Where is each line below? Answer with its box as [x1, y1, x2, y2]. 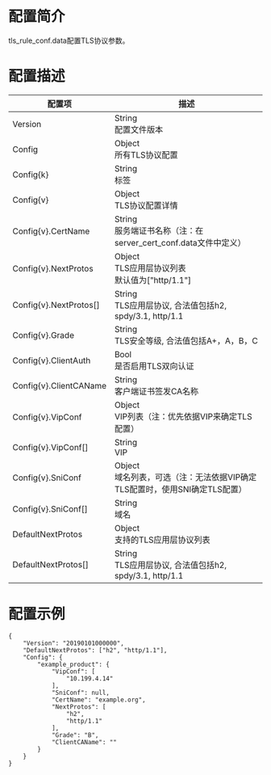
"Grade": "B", [51, 731, 99, 739]
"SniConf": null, [51, 689, 110, 697]
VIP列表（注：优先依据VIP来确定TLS [114, 411, 252, 422]
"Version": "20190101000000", [23, 639, 125, 647]
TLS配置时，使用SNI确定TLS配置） [114, 483, 248, 495]
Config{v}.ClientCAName [12, 380, 107, 391]
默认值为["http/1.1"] [114, 274, 192, 285]
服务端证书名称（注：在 [114, 225, 204, 236]
